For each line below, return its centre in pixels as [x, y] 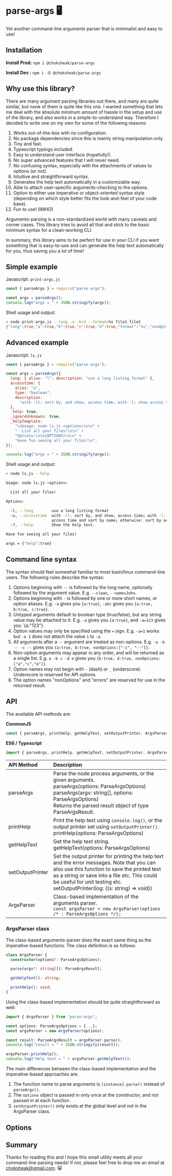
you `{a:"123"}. [29, 625]
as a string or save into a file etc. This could [105, 875]
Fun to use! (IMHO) [33, 209]
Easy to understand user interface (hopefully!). [62, 154]
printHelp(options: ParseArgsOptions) [99, 833]
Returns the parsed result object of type [101, 806]
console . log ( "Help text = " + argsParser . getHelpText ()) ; [69, 1059]
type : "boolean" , [33, 393]
